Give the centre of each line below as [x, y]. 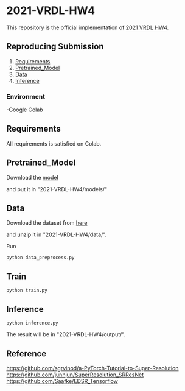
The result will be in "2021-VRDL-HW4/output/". [66, 334]
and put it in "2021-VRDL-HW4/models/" [57, 189]
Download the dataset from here [47, 223]
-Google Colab [25, 110]
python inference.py [33, 323]
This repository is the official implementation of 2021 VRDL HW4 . [88, 27]
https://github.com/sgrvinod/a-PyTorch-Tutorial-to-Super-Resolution [92, 368]
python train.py [27, 291]
